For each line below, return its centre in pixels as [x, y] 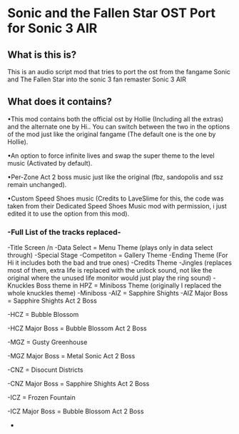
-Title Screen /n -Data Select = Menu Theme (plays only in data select [110, 248]
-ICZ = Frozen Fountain [42, 398]
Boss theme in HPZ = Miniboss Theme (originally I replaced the [129, 286]
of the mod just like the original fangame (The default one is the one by [112, 134]
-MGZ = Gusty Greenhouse [47, 342]
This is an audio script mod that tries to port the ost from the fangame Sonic [119, 72]
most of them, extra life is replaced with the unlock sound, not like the [110, 271]
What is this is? [42, 55]
